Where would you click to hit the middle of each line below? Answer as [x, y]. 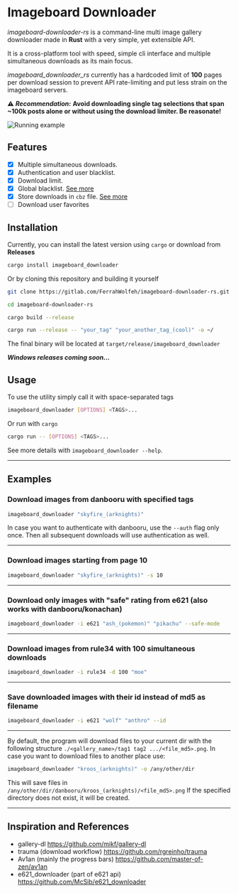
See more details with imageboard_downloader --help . [85, 450]
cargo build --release [41, 317]
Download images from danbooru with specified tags [101, 500]
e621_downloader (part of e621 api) [69, 874]
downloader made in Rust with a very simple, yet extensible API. [101, 39]
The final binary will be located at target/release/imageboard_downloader [114, 344]
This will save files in [38, 782]
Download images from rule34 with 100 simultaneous [101, 648]
